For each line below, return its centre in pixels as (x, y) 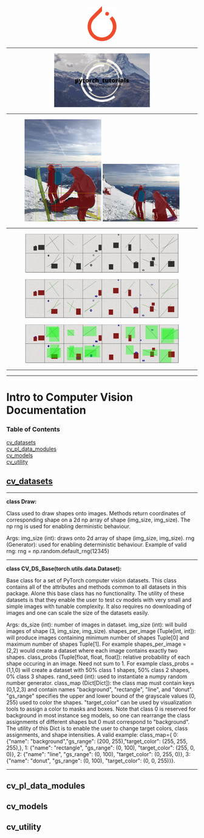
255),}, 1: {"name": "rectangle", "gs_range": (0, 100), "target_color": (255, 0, (101, 748)
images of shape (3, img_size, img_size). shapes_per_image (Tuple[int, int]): (101, 631)
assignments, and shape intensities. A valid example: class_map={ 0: (92, 735)
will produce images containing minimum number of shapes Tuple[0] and (98, 638)
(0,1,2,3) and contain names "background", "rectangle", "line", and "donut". (100, 690)
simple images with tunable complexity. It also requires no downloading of (99, 606)
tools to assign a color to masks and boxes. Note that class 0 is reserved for (101, 709)
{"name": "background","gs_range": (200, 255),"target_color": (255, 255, (97, 742)
